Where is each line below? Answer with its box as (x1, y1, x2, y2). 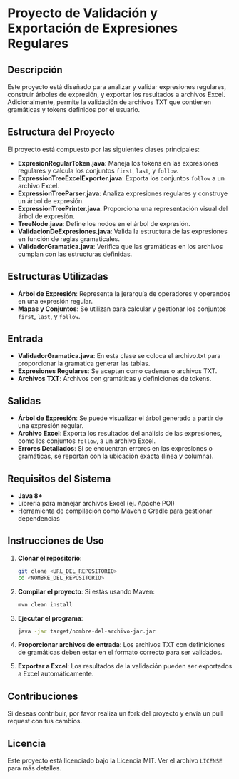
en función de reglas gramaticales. (17, 234, 120, 243)
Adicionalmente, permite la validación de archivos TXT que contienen (7, 98, 212, 106)
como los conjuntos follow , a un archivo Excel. (17, 437, 156, 445)
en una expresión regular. (17, 297, 93, 305)
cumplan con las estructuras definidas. (17, 250, 133, 258)
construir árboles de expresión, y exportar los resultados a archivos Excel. (7, 91, 226, 98)
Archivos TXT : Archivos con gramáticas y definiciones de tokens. (17, 375, 212, 383)
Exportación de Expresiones (7, 20, 178, 36)
